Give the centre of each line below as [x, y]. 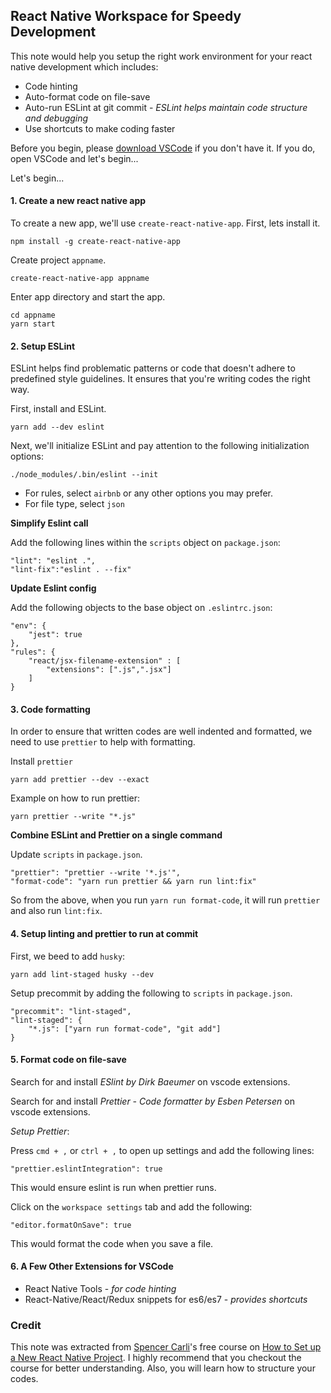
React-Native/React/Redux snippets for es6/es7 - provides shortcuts [166, 1300]
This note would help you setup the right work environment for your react [161, 56]
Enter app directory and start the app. [88, 297]
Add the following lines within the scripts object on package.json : [145, 543]
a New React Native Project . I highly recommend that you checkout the [156, 1358]
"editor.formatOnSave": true [71, 1225]
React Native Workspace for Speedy [126, 16]
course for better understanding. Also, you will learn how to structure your [163, 1368]
